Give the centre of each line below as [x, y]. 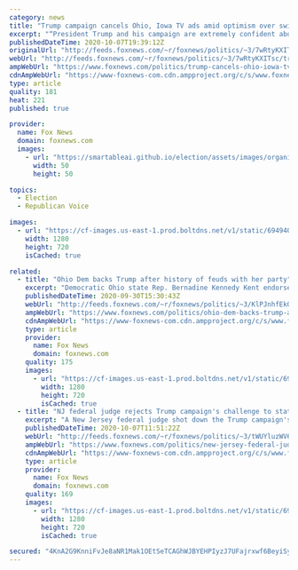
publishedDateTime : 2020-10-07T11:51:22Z [102, 428]
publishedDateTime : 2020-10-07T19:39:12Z [87, 42]
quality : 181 [33, 91]
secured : [25, 551]
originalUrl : [33, 51]
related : [25, 272]
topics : [24, 190]
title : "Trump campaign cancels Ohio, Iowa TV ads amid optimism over [142, 26]
